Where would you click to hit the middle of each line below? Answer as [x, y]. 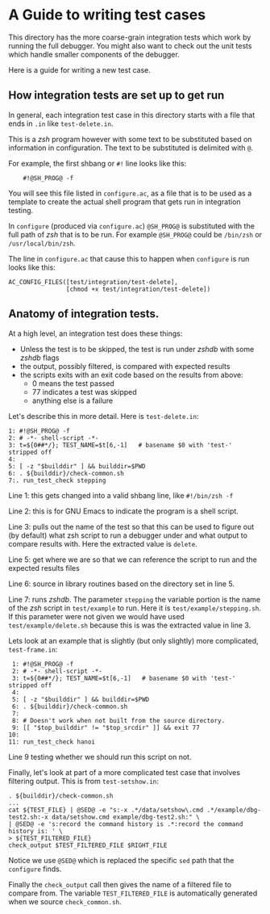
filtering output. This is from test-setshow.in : [84, 781]
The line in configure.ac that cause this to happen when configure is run [129, 258]
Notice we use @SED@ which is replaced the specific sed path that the [121, 860]
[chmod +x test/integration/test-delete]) [138, 289]
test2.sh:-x [28, 817]
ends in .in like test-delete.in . [61, 124]
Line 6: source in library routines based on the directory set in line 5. [122, 584]
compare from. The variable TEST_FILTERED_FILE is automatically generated [133, 893]
